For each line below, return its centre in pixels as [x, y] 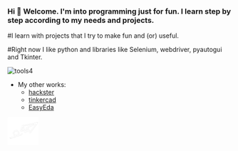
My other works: [42, 85]
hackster [41, 93]
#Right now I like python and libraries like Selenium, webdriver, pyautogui [115, 50]
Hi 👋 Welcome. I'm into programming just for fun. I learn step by [119, 11]
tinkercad [42, 100]
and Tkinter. [25, 57]
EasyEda [41, 108]
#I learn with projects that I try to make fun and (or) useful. [93, 36]
